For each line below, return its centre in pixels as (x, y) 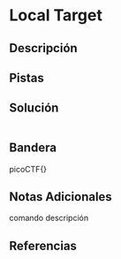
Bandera (33, 148)
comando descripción (49, 218)
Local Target (56, 15)
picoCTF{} (28, 169)
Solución (34, 108)
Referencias (43, 245)
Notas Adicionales (60, 197)
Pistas (26, 77)
